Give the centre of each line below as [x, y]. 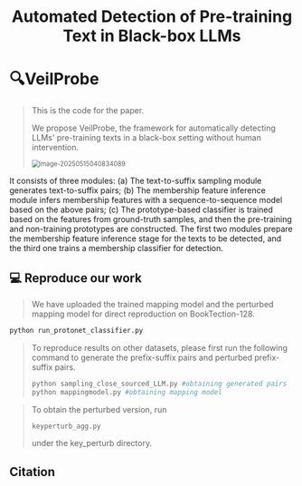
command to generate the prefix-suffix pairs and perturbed [142, 357]
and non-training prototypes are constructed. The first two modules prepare [151, 229]
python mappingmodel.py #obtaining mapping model [127, 392]
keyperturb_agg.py [66, 426]
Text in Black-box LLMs [152, 36]
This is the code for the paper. [88, 111]
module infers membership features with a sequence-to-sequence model [146, 200]
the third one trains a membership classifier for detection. [117, 248]
